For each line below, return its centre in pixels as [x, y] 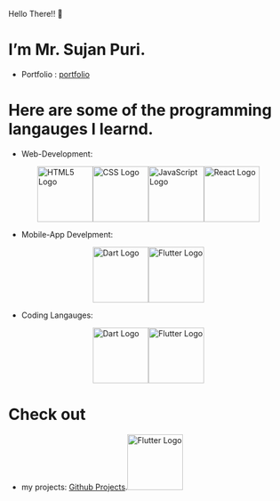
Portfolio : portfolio [56, 74]
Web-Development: [57, 154]
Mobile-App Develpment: [67, 234]
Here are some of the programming [140, 110]
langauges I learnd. [81, 129]
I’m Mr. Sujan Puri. [77, 50]
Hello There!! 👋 [36, 14]
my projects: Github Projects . [74, 487]
